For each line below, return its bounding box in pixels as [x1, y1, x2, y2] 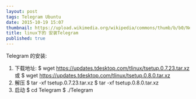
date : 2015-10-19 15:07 [6, 19, 64, 25]
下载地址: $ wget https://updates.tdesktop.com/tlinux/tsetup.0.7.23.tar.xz [14, 65, 190, 72]
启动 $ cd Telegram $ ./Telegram [14, 87, 93, 93]
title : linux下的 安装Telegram [6, 30, 79, 36]
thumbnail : [6, 24, 33, 31]
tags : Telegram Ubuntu [6, 14, 61, 20]
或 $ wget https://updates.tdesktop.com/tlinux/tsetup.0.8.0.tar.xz [14, 72, 171, 79]
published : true [6, 36, 45, 41]
